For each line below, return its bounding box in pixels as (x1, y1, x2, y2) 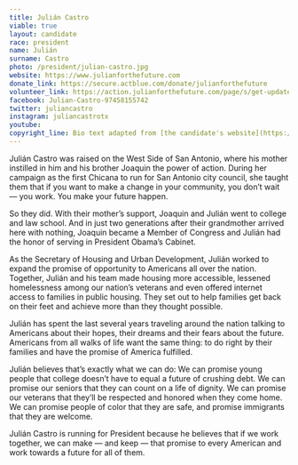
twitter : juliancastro (9, 104, 93, 113)
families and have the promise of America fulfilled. (9, 346, 193, 357)
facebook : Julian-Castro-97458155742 (9, 95, 149, 105)
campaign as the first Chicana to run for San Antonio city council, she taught (9, 172, 289, 182)
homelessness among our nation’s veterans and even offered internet (9, 282, 263, 293)
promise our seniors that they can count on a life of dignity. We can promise (9, 382, 286, 393)
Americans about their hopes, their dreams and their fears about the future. (9, 327, 285, 338)
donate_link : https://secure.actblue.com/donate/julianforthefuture (9, 79, 268, 88)
